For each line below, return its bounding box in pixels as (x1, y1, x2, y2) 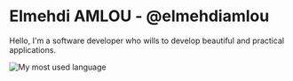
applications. (9, 44, 56, 55)
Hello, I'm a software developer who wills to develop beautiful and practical (9, 35, 285, 46)
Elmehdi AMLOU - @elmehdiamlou (9, 6, 270, 26)
